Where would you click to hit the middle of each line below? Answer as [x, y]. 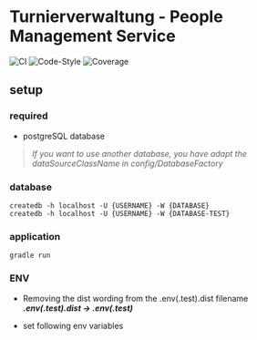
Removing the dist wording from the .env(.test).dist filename [135, 298]
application [35, 236]
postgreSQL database [63, 136]
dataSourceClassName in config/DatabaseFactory [127, 163]
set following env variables [73, 325]
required [29, 116]
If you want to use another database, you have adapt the [139, 153]
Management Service [93, 36]
